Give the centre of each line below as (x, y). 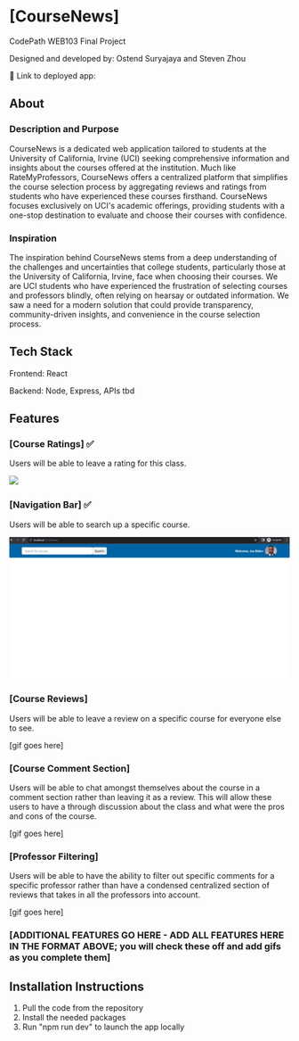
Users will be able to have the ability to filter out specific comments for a (142, 876)
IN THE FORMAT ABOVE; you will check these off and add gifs (145, 946)
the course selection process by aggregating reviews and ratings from (138, 186)
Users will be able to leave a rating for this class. (98, 463)
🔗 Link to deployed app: (53, 75)
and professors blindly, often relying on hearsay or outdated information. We (149, 295)
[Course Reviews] (48, 699)
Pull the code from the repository (83, 1008)
